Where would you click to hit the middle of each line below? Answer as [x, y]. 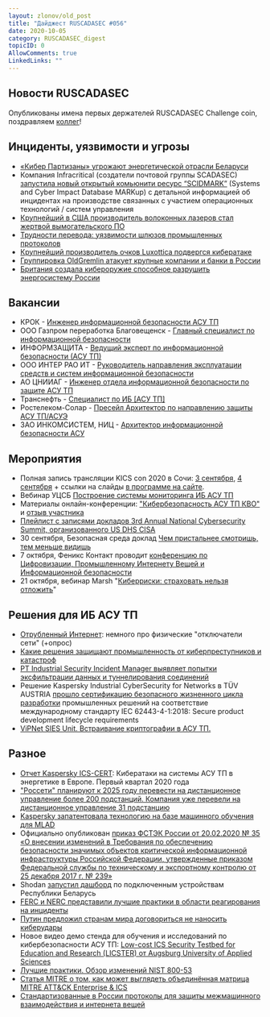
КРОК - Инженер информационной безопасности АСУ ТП [119, 322]
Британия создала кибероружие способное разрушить [115, 269]
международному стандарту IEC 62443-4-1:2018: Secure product [132, 711]
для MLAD [37, 824]
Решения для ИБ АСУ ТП [73, 614]
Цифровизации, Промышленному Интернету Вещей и [112, 564]
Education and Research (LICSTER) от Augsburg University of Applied [136, 953]
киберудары [41, 927]
